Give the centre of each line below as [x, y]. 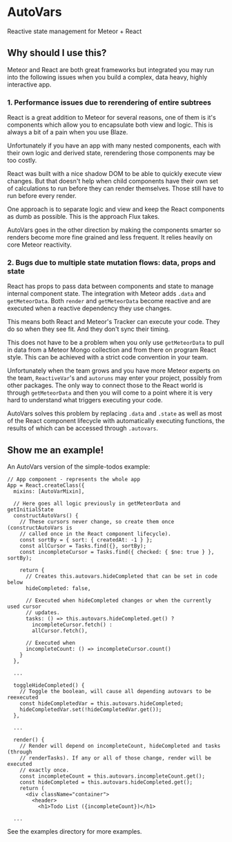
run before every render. [42, 196]
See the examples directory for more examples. [75, 832]
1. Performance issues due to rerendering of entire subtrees [109, 102]
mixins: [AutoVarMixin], [49, 492]
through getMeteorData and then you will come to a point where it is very [110, 393]
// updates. [42, 613]
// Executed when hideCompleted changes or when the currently [118, 601]
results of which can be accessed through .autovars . [83, 428]
